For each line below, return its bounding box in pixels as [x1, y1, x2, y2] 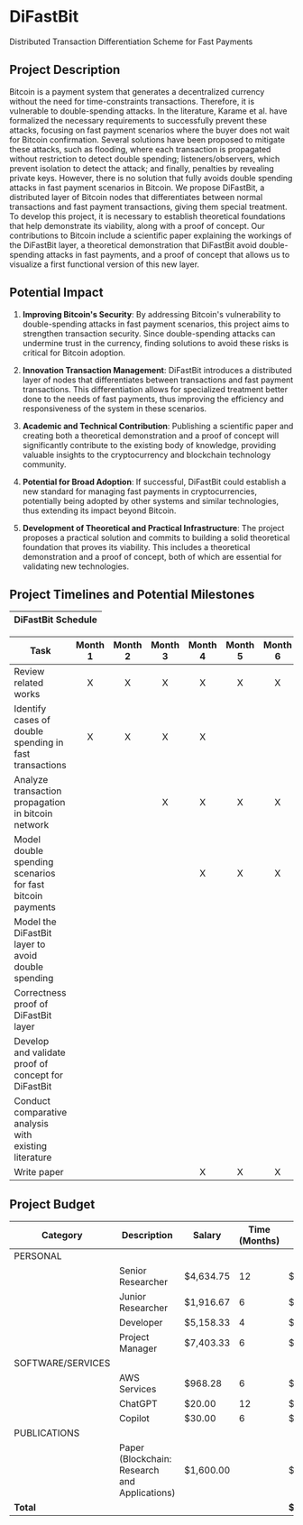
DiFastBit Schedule [14, 613, 97, 626]
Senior [118, 1264, 147, 1277]
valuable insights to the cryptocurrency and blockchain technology [22, 449, 271, 460]
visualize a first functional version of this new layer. [9, 259, 200, 270]
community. [22, 458, 67, 470]
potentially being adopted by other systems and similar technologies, [22, 495, 280, 506]
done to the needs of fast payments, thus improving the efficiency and [22, 393, 284, 404]
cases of [14, 714, 51, 727]
